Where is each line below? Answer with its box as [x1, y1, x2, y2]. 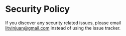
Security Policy [5, 3, 70, 15]
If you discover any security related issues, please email [5, 20, 121, 26]
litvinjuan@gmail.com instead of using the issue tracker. [5, 25, 121, 31]
